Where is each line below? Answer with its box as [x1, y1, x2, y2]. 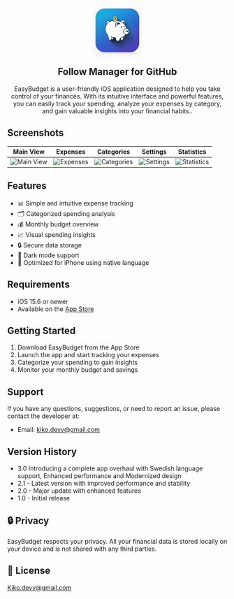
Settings [141, 147, 167, 156]
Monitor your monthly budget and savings [17, 366, 138, 374]
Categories [96, 147, 131, 156]
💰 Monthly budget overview [17, 219, 99, 228]
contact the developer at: [7, 412, 80, 420]
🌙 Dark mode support [17, 251, 80, 259]
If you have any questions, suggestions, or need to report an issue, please [7, 405, 221, 413]
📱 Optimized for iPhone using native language [17, 258, 149, 266]
